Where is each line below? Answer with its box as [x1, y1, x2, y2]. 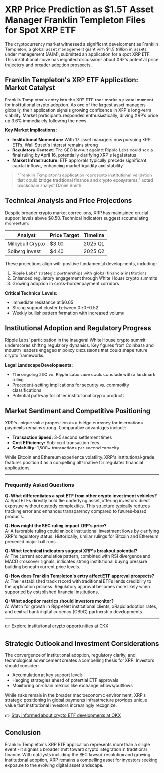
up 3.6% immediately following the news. [5, 117, 88, 124]
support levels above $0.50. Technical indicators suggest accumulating [5, 215, 149, 221]
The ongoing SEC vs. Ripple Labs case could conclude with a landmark [12, 372, 156, 377]
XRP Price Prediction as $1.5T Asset [5, 4, 154, 15]
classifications [12, 387, 41, 393]
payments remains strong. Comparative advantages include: [5, 425, 126, 431]
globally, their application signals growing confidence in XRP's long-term [5, 107, 152, 113]
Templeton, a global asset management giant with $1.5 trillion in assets [5, 46, 147, 52]
